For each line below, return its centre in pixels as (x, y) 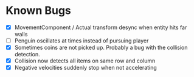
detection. (27, 55)
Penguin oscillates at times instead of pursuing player (81, 41)
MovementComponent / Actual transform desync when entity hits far (101, 27)
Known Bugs (38, 11)
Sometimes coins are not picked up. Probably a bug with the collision (101, 48)
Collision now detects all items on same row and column (85, 61)
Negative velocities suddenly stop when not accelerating (86, 68)
